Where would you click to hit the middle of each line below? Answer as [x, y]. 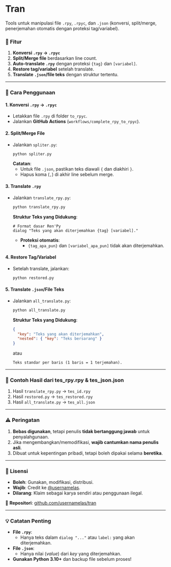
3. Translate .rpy [23, 186]
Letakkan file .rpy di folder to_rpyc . [50, 116]
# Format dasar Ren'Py [37, 226]
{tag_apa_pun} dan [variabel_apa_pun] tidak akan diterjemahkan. [96, 245]
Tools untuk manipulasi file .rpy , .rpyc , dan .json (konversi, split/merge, [81, 23]
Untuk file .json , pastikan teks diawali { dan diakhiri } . [77, 169]
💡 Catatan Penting [28, 521]
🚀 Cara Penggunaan [30, 92]
